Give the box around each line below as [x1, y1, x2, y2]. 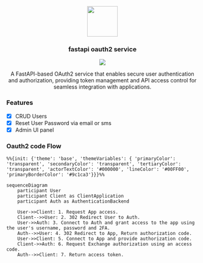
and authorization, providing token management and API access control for [8, 77, 197, 84]
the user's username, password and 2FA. [6, 225, 111, 231]
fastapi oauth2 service [68, 45, 137, 53]
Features [6, 98, 34, 107]
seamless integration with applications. [53, 83, 152, 91]
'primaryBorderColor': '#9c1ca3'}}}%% [6, 171, 105, 178]
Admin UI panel [15, 126, 54, 134]
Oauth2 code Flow [6, 142, 62, 150]
